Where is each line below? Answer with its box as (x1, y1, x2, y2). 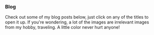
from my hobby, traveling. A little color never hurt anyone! (5, 24, 120, 30)
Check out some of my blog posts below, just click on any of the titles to (5, 14, 149, 20)
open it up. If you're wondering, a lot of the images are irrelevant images (5, 19, 149, 25)
